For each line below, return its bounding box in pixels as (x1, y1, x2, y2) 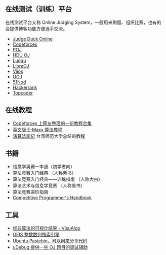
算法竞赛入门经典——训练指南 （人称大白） (12, 176, 103, 182)
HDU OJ (12, 52, 30, 58)
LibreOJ (12, 62, 29, 69)
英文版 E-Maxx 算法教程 (12, 126, 63, 133)
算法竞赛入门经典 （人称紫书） (12, 170, 76, 176)
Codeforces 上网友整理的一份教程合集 (12, 120, 92, 126)
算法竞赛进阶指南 (12, 189, 49, 195)
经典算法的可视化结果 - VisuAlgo (12, 225, 80, 231)
